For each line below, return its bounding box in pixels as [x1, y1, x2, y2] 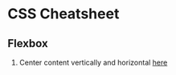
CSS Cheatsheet [7, 5, 120, 23]
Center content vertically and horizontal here [18, 57, 168, 67]
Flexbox [7, 37, 49, 50]
